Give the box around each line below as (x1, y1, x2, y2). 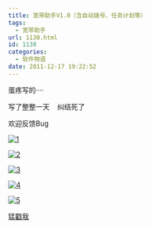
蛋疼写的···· (8, 85, 45, 94)
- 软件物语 (15, 56, 46, 64)
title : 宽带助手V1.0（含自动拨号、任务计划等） (8, 11, 147, 20)
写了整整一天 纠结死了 (8, 101, 85, 111)
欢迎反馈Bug (8, 119, 50, 128)
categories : (8, 48, 47, 56)
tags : (8, 19, 26, 27)
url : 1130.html (8, 33, 58, 42)
